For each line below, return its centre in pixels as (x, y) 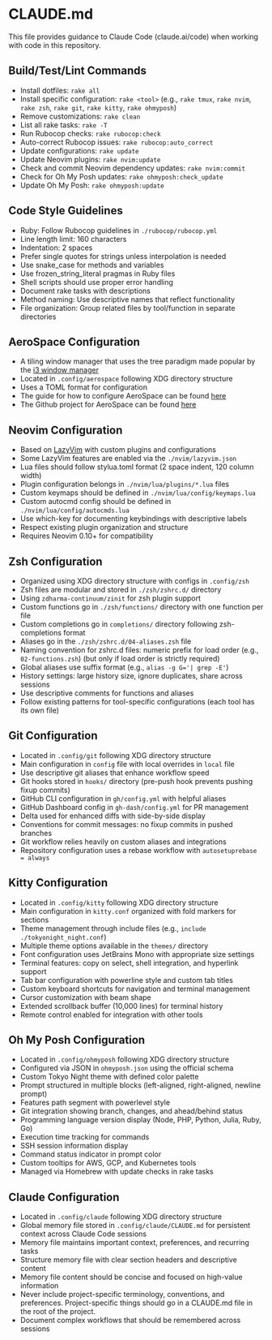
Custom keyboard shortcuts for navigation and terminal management (135, 989)
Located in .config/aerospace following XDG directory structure (126, 379)
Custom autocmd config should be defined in (96, 502)
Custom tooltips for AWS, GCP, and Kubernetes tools (108, 1163)
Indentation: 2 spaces (56, 248)
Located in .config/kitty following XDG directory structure (119, 903)
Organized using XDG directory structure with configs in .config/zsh (134, 581)
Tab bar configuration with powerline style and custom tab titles (126, 980)
